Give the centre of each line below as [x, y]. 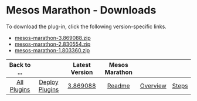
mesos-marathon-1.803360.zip [52, 50]
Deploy [49, 82]
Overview [153, 86]
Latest [82, 65]
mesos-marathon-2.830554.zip [52, 44]
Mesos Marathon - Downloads [81, 10]
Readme [118, 86]
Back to [20, 65]
